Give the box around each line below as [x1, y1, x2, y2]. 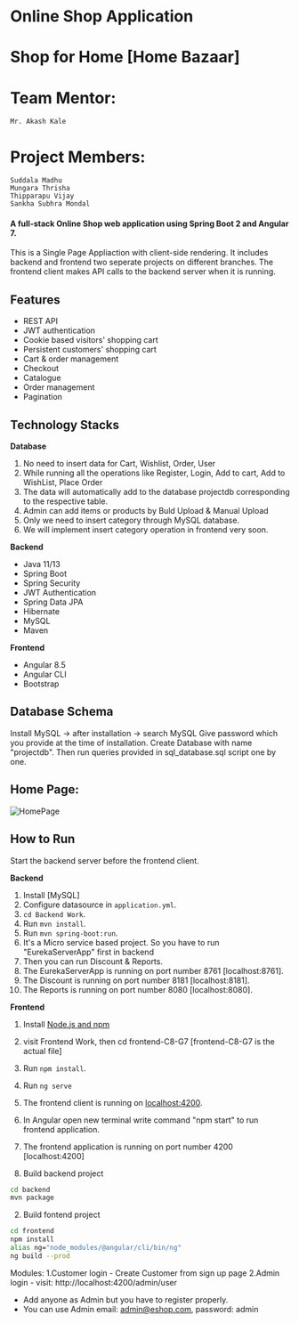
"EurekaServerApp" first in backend [22, 946, 155, 957]
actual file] [22, 1045, 62, 1056]
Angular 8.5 [22, 660, 66, 670]
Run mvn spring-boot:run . [22, 928, 118, 938]
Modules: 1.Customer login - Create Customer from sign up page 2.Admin [10, 1267, 280, 1278]
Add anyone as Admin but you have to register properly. [22, 1294, 229, 1305]
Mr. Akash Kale [10, 118, 67, 126]
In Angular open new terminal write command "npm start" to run [22, 1115, 259, 1125]
